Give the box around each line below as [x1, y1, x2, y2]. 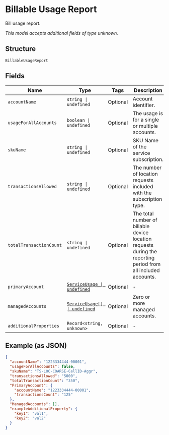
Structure [5, 44, 36, 53]
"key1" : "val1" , [14, 411, 49, 416]
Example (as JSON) [5, 341, 67, 350]
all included [132, 266, 160, 274]
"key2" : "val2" [14, 415, 46, 421]
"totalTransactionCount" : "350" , [10, 378, 80, 383]
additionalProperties [8, 323, 59, 329]
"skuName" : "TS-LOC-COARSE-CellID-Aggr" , [10, 369, 98, 374]
